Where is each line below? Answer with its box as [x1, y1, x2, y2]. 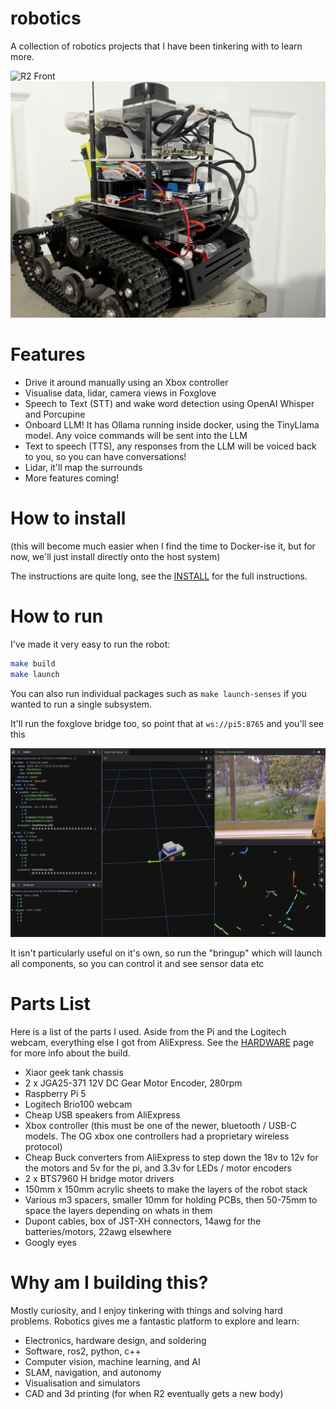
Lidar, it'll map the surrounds [24, 461, 143, 473]
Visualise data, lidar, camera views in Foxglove [24, 387, 217, 399]
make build [10, 658, 56, 669]
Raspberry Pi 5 [24, 1087, 87, 1099]
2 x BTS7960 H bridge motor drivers [24, 1172, 175, 1184]
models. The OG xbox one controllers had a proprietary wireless [24, 1130, 290, 1142]
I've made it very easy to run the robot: [10, 638, 171, 650]
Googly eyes [24, 1236, 77, 1248]
